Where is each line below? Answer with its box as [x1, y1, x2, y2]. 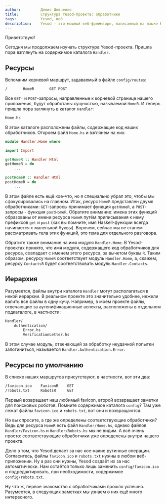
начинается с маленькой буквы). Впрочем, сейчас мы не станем [5, 224, 143, 230]
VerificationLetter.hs [23, 332, 70, 337]
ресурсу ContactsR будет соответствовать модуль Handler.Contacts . [5, 260, 149, 266]
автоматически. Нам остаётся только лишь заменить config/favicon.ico [5, 463, 159, 469]
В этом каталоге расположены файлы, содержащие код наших [5, 124, 138, 130]
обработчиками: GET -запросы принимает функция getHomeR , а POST [5, 204, 145, 210]
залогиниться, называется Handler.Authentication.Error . [5, 346, 125, 352]
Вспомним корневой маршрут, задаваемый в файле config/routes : [5, 77, 147, 83]
